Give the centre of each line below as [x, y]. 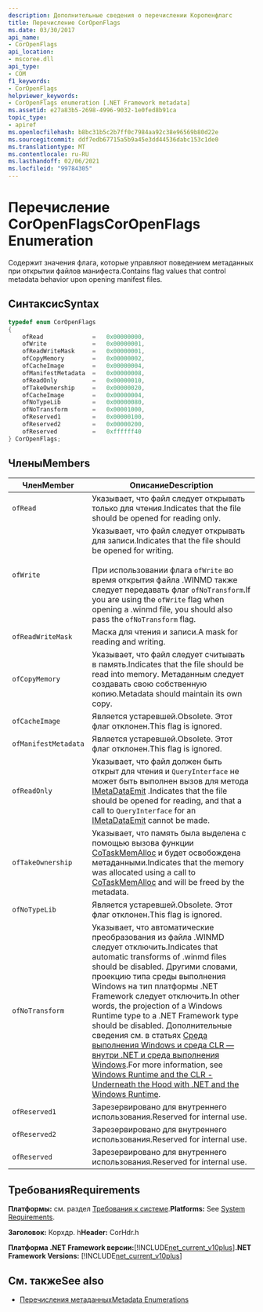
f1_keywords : [29, 81]
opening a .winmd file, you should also [162, 609]
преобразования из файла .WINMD [158, 937]
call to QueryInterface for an [144, 811]
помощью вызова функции [143, 843]
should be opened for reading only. [157, 518]
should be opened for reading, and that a [167, 801]
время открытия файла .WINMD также [165, 580]
